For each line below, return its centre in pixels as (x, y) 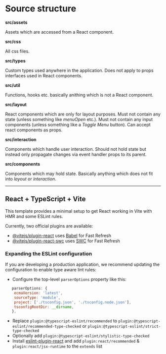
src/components (23, 164)
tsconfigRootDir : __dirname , (44, 307)
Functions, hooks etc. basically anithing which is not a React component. (79, 95)
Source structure (41, 9)
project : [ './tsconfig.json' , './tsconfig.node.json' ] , (73, 302)
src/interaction (21, 139)
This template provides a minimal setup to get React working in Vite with (79, 211)
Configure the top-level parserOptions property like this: (69, 279)
